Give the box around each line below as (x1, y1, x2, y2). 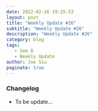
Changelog (6, 85, 39, 93)
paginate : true (6, 64, 44, 71)
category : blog (6, 37, 44, 43)
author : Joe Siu (6, 59, 47, 65)
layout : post (6, 14, 39, 20)
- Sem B (14, 48, 34, 54)
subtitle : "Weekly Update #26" (6, 25, 85, 32)
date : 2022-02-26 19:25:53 (6, 8, 74, 15)
